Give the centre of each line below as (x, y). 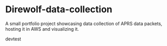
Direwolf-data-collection (59, 9)
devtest (13, 39)
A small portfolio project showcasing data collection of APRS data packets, (84, 24)
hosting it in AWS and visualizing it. (42, 29)
